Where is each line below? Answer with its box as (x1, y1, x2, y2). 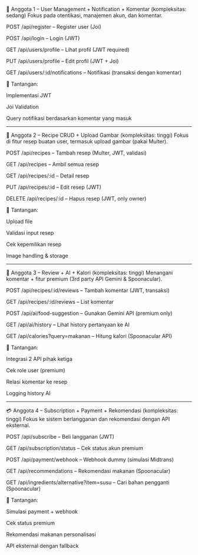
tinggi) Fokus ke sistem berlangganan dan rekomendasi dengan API (6, 416, 170, 422)
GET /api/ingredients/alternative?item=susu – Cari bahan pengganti (6, 479, 170, 486)
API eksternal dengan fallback (6, 543, 79, 549)
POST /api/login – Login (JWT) (6, 35, 80, 41)
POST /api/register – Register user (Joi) (6, 24, 101, 30)
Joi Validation (6, 103, 39, 110)
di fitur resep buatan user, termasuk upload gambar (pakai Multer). (6, 138, 168, 145)
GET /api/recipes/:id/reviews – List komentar (6, 298, 114, 305)
